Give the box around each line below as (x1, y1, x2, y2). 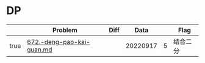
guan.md (27, 45, 52, 54)
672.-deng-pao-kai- (27, 37, 90, 46)
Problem (52, 26, 77, 34)
